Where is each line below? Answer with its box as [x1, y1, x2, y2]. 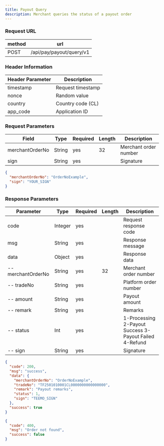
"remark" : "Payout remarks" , [14, 387, 73, 392]
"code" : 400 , [9, 423, 36, 428]
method [7, 40, 26, 47]
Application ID [56, 108, 88, 115]
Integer [54, 223, 71, 229]
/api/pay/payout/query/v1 [30, 48, 90, 55]
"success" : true [9, 405, 42, 410]
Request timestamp [56, 84, 101, 91]
